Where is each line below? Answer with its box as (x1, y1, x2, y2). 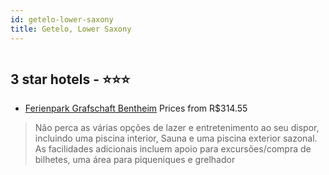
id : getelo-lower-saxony (10, 14, 114, 25)
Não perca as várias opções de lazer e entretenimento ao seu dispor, (34, 122, 320, 134)
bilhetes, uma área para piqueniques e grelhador (34, 154, 236, 166)
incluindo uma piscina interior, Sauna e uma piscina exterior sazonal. (34, 132, 318, 145)
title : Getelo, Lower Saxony (10, 24, 132, 34)
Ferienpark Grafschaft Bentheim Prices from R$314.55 (24, 102, 248, 115)
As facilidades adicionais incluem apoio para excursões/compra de (34, 143, 312, 155)
